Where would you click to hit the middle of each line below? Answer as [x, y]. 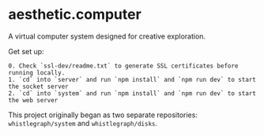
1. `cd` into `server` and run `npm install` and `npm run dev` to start [132, 79]
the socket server [38, 86]
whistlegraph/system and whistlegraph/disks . [83, 123]
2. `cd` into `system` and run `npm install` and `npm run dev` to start [132, 93]
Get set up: [26, 51]
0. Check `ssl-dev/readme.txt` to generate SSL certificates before [123, 66]
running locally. [37, 72]
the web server [33, 100]
